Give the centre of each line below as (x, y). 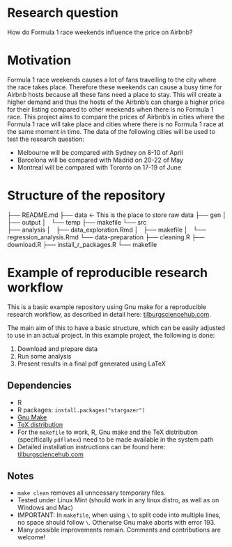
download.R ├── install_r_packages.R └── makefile (82, 244)
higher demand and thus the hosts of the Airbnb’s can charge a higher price (116, 102)
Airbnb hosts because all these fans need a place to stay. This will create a (114, 94)
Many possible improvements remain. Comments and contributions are (119, 530)
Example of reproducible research (108, 273)
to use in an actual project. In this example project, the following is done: (111, 335)
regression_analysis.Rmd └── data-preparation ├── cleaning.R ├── (106, 237)
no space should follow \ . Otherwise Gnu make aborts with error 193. (116, 523)
